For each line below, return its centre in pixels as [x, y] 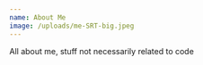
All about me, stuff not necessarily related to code [102, 51]
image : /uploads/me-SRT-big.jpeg [72, 26]
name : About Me [38, 17]
